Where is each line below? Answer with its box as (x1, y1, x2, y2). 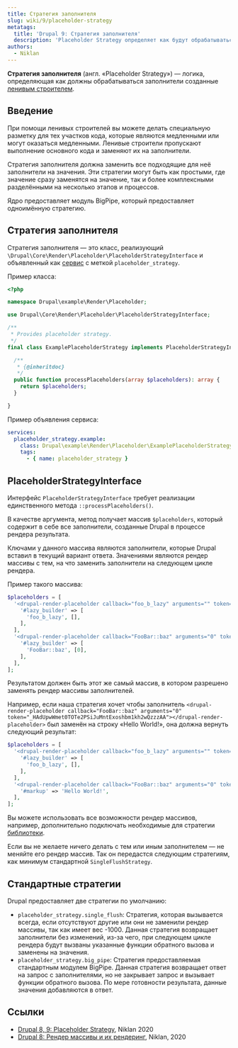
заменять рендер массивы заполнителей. (7, 687, 135, 695)
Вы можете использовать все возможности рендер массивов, (7, 813, 198, 822)
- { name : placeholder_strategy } (25, 455, 129, 463)
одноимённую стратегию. (7, 203, 86, 213)
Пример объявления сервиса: (7, 415, 99, 424)
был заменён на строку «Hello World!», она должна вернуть (47, 720, 229, 728)
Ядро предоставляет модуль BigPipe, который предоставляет (7, 196, 195, 205)
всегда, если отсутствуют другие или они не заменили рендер (17, 918, 209, 926)
